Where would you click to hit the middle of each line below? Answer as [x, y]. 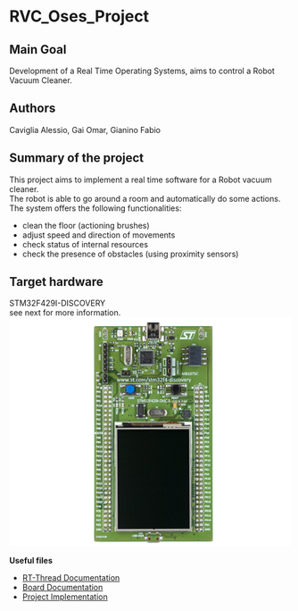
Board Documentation [62, 588]
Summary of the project [77, 158]
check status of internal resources [85, 244]
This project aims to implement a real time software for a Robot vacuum [141, 180]
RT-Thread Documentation [71, 578]
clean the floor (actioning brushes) [86, 225]
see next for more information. [65, 313]
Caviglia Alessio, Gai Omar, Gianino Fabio [85, 130]
